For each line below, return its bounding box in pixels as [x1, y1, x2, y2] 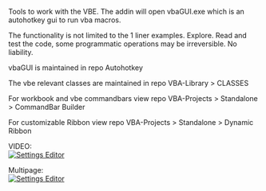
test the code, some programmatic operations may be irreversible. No [8, 39, 238, 49]
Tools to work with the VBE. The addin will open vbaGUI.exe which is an [8, 7, 245, 16]
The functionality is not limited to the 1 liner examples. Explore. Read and [8, 31, 248, 40]
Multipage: [8, 166, 44, 174]
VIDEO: [8, 142, 32, 150]
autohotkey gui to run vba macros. [8, 15, 121, 25]
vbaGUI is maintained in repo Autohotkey [8, 63, 144, 72]
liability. [8, 48, 34, 57]
